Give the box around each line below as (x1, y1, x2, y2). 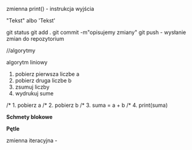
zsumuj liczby (15, 83, 50, 90)
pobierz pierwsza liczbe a (15, 70, 80, 78)
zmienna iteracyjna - (6, 137, 58, 144)
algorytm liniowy (6, 59, 48, 66)
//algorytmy (6, 47, 36, 54)
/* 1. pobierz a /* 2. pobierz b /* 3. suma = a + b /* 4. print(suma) (6, 101, 168, 109)
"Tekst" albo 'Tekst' (6, 17, 56, 24)
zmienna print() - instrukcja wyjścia (6, 5, 94, 12)
